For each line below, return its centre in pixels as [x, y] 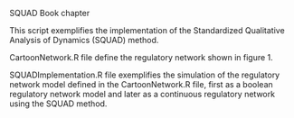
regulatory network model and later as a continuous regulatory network [142, 94]
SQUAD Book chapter [50, 13]
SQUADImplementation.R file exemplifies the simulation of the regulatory [145, 75]
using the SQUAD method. [58, 104]
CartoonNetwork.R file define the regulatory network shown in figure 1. [141, 57]
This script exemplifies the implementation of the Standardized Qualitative [147, 30]
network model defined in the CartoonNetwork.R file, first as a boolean [141, 84]
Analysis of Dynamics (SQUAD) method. [84, 40]
